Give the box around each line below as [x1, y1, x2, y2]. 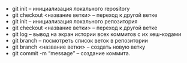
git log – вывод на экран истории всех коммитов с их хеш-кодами [11, 31, 182, 38]
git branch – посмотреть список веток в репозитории [11, 37, 149, 44]
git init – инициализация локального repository [11, 5, 130, 12]
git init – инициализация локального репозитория [11, 18, 138, 25]
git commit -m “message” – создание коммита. [11, 50, 131, 56]
